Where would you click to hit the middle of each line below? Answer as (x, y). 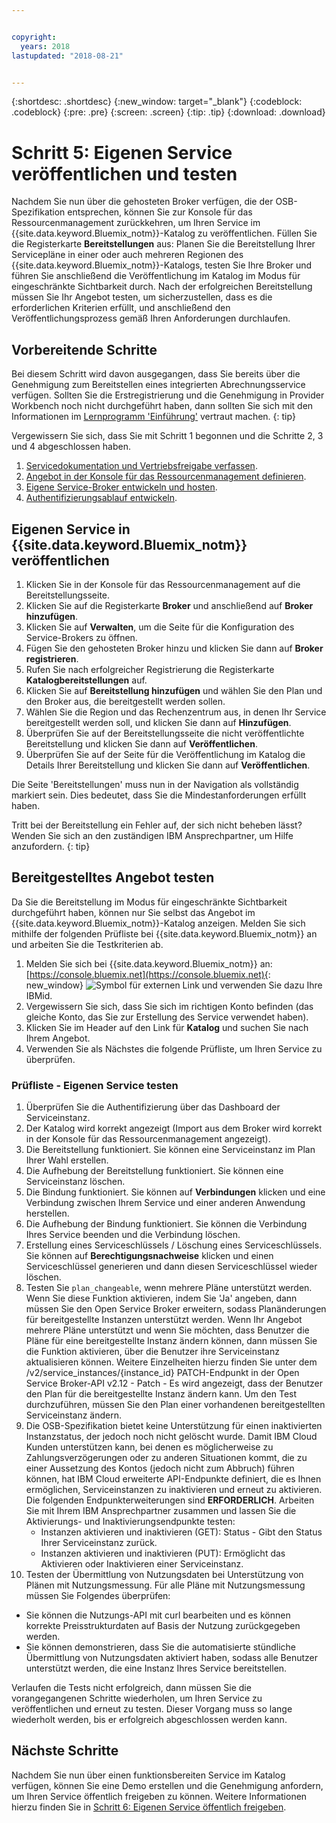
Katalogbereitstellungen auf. (86, 680)
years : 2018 (45, 46)
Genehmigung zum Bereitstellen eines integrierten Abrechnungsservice (158, 385)
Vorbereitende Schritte (84, 349)
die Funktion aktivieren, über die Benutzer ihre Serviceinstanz (152, 1352)
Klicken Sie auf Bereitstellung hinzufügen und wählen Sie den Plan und (174, 690)
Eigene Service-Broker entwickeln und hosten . (121, 487)
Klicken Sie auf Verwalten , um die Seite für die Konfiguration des (160, 627)
